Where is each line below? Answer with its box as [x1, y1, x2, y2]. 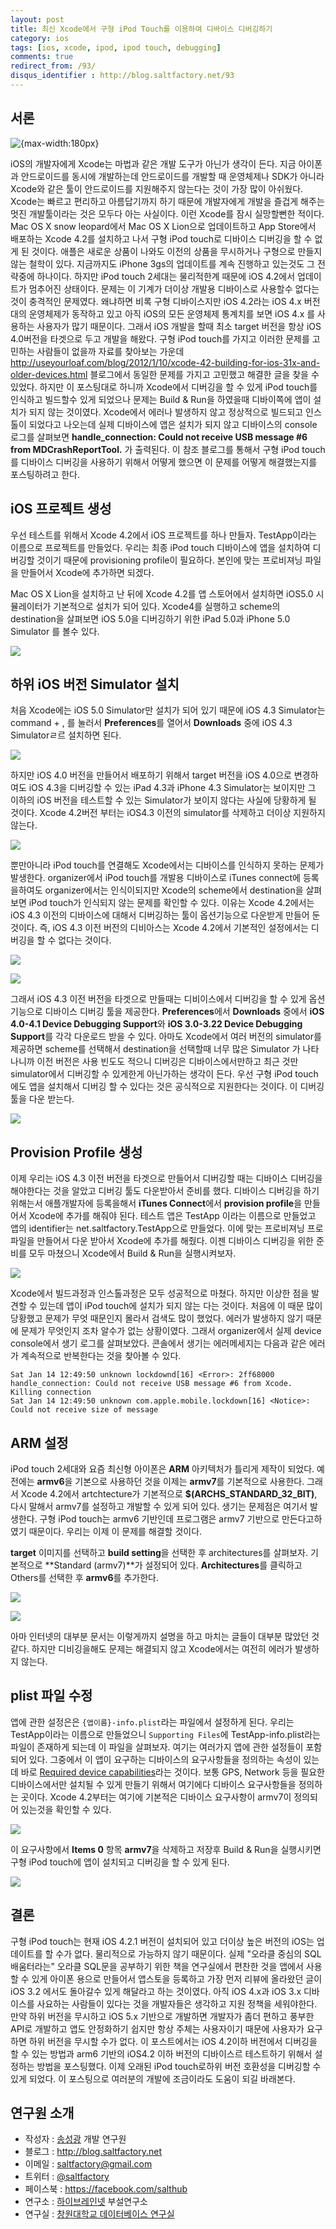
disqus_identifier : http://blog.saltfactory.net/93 [10, 71, 235, 81]
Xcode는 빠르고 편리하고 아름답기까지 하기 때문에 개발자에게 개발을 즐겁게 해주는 [10, 195, 325, 207]
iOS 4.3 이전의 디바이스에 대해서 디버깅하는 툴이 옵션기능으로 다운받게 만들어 [10, 909, 310, 921]
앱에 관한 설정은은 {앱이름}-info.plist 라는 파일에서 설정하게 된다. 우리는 [10, 1716, 295, 1728]
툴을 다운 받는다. [10, 1093, 75, 1105]
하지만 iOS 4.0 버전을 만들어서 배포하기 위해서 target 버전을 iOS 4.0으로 [10, 769, 292, 781]
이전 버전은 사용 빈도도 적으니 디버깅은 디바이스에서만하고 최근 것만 [36, 1056, 299, 1068]
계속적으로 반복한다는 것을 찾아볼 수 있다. [20, 1350, 182, 1362]
